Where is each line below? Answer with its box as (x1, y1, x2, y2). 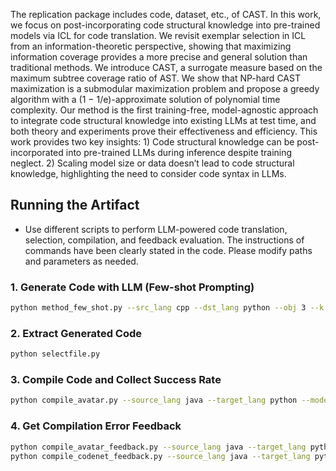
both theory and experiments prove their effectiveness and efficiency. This (10, 125, 318, 137)
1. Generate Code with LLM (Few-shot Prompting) (10, 280, 255, 294)
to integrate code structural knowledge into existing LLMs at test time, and (10, 115, 317, 126)
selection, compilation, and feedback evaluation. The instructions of (24, 234, 305, 246)
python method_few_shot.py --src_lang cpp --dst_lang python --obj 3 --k (10, 303, 325, 313)
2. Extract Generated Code (10, 326, 143, 340)
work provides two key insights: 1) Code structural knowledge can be (10, 136, 295, 148)
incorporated (10, 147, 64, 158)
